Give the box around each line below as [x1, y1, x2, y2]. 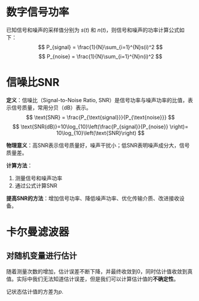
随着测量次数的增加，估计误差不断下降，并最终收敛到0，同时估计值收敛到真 [6, 268, 193, 275]
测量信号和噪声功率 [14, 174, 63, 182]
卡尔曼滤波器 [6, 225, 70, 239]
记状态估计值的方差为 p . [6, 288, 64, 295]
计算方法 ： [6, 162, 33, 169]
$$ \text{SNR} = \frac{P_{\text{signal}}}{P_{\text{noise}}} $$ [26, 113, 175, 121]
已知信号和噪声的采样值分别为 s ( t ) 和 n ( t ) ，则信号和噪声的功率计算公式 [6, 26, 180, 33]
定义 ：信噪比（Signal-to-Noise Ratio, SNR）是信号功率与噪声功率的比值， [6, 96, 188, 103]
